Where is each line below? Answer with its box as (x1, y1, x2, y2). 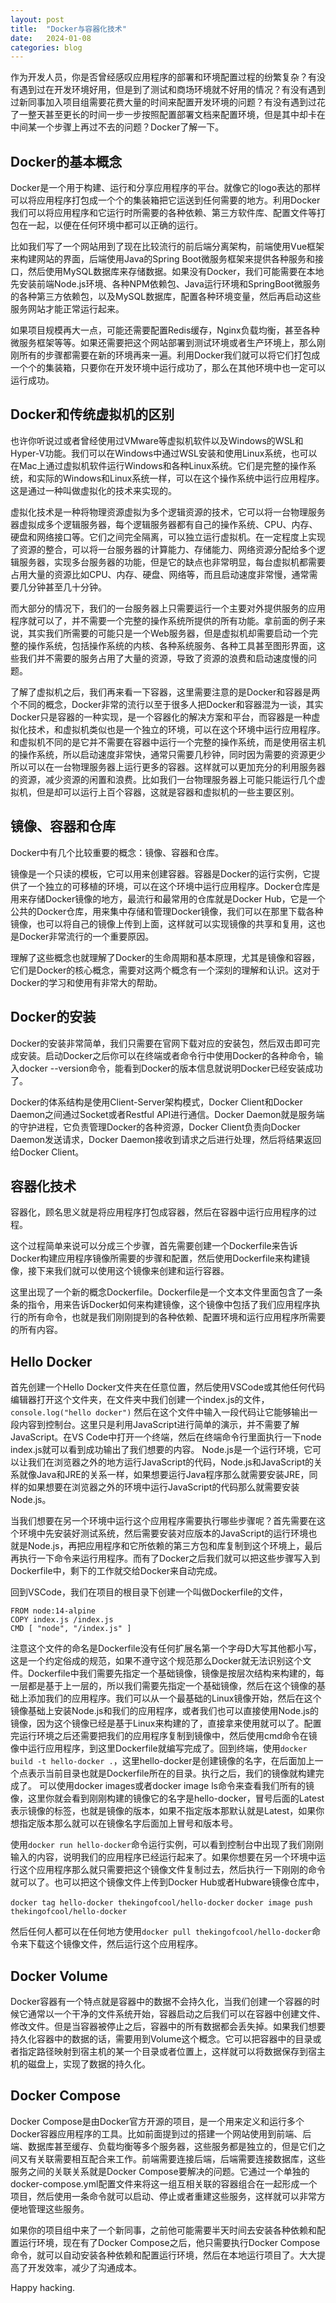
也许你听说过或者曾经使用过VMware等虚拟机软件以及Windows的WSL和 (10, 434, 304, 446)
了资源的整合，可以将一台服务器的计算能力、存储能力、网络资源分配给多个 (10, 543, 317, 555)
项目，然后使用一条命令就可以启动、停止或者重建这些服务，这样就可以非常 (10, 2190, 317, 2202)
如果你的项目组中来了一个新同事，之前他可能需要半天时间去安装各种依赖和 (10, 2224, 317, 2236)
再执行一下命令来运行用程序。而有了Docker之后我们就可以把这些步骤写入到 (10, 1552, 321, 1565)
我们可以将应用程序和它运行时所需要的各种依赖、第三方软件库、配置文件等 (10, 207, 317, 219)
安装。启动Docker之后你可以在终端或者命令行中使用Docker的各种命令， (18, 1049, 315, 1061)
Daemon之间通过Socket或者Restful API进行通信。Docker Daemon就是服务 (10, 1108, 317, 1120)
